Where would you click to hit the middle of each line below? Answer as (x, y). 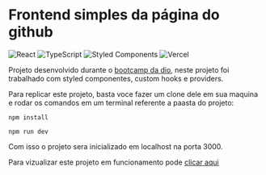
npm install (28, 117)
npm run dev (28, 131)
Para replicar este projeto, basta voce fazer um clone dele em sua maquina (133, 94)
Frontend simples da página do (114, 15)
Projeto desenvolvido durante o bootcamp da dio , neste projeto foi (119, 69)
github (31, 32)
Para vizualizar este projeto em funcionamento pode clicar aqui (114, 162)
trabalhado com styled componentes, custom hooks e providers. (116, 78)
